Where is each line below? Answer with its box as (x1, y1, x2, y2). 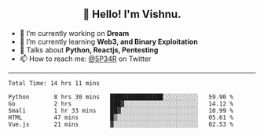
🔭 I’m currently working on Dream (19, 28, 130, 38)
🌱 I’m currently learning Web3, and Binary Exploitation (19, 37, 198, 46)
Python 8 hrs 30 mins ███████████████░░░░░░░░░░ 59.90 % (8, 93, 234, 101)
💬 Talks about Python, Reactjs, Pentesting (19, 45, 159, 55)
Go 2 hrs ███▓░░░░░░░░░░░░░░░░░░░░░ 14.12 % (8, 99, 234, 108)
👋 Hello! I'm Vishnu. (82, 8, 181, 21)
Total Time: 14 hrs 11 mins (8, 79, 101, 87)
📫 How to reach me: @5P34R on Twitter (19, 54, 152, 63)
